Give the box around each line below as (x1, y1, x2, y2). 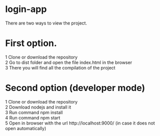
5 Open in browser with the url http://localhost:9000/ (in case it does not (5, 120, 155, 126)
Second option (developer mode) (5, 82, 145, 93)
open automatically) (5, 125, 47, 131)
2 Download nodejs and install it (5, 104, 71, 110)
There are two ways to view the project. (5, 20, 87, 26)
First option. (5, 37, 57, 49)
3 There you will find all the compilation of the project (5, 64, 115, 70)
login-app (5, 3, 47, 15)
